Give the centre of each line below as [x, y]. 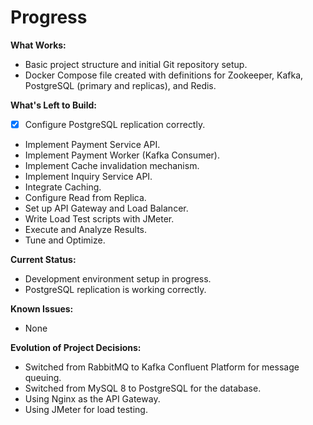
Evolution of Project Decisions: [76, 347]
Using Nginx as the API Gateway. [92, 399]
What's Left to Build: [53, 105]
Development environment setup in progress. [118, 279]
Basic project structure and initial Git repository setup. [136, 64]
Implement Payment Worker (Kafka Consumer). [122, 155]
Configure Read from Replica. [85, 197]
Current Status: [43, 259]
